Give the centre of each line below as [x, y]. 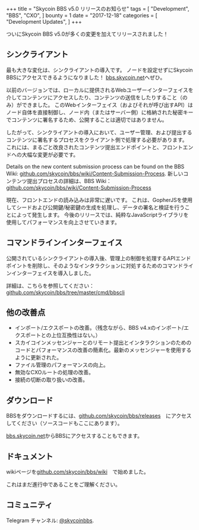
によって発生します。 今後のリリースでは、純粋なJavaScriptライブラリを [100, 214]
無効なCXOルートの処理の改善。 [54, 373]
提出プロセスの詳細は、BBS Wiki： [69, 181]
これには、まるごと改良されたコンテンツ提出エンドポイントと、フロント [94, 147]
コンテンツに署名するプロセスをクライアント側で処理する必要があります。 [97, 140]
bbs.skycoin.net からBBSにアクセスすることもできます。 [74, 436]
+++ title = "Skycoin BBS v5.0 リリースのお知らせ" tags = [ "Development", [98, 9]
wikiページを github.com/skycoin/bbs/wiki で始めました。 [78, 472]
